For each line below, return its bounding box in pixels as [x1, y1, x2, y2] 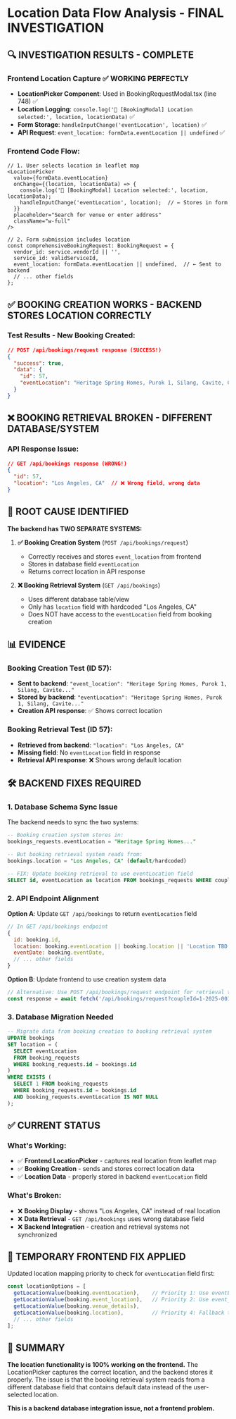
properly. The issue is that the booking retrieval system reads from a [7, 1375, 205, 1384]
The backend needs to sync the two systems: [7, 818, 139, 826]
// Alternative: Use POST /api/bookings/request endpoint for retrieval [7, 989, 225, 996]
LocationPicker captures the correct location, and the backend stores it [7, 1368, 214, 1377]
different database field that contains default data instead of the [7, 1383, 192, 1392]
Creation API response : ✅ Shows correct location [17, 707, 163, 715]
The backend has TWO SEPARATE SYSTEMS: [7, 524, 143, 533]
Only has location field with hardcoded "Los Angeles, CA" [27, 602, 197, 611]
